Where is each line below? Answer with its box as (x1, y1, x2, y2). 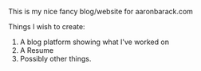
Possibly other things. (19, 54, 92, 63)
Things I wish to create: (8, 22, 85, 31)
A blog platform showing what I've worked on (19, 37, 170, 47)
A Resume (19, 46, 54, 54)
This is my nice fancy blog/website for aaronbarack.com (8, 7, 194, 16)
